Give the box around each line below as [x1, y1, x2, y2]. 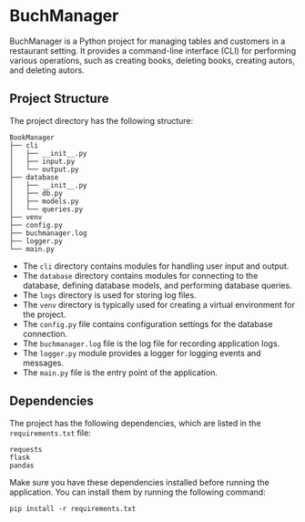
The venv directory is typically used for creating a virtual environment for [22, 299, 296, 310]
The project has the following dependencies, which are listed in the [9, 417, 261, 428]
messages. [22, 357, 65, 368]
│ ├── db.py [9, 189, 64, 198]
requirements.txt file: [9, 427, 91, 438]
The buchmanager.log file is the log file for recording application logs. [22, 338, 280, 349]
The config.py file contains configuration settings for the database [22, 318, 273, 329]
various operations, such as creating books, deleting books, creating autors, [9, 55, 296, 66]
